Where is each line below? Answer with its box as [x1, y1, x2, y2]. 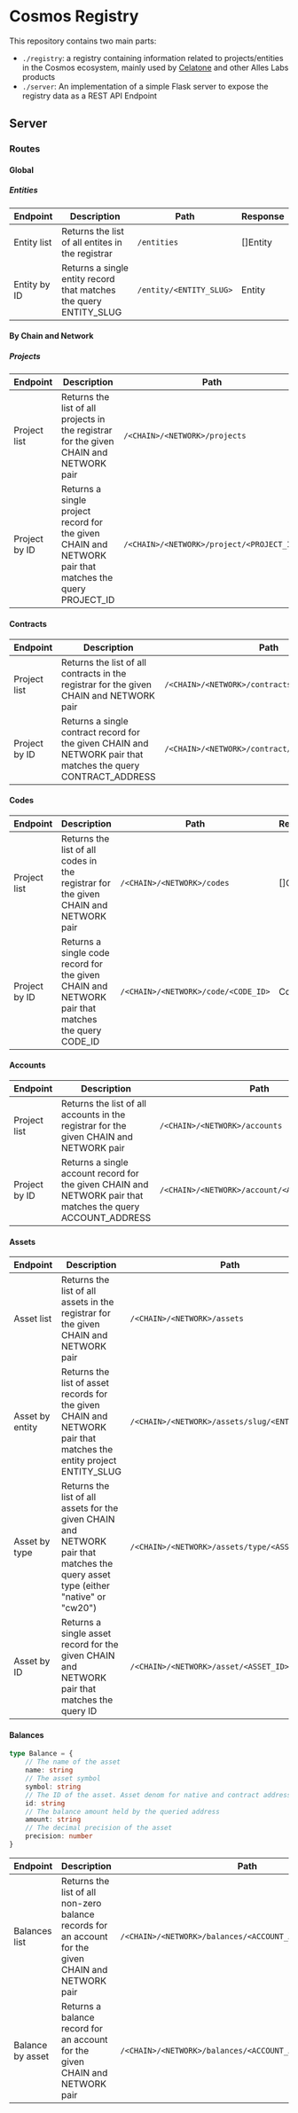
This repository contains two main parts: [9, 35, 157, 46]
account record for [60, 1167, 139, 1179]
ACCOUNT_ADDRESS [60, 1211, 152, 1224]
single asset [60, 1627, 112, 1640]
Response [240, 210, 285, 223]
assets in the [60, 1296, 114, 1309]
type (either [60, 1580, 111, 1593]
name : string [25, 1766, 74, 1775]
